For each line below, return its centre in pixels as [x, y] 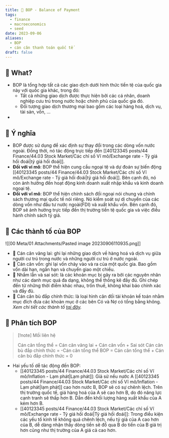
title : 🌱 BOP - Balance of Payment [43, 10]
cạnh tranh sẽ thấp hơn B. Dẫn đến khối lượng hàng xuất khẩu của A [91, 397]
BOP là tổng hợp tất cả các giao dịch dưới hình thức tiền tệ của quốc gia [87, 85]
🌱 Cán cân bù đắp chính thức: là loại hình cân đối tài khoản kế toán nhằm [88, 296]
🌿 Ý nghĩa [21, 133]
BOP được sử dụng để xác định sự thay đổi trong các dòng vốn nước [84, 145]
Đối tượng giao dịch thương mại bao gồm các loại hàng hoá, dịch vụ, [91, 106]
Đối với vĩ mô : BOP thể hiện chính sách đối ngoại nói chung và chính [84, 194]
